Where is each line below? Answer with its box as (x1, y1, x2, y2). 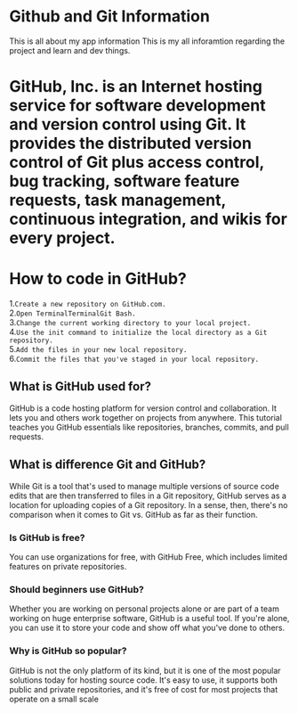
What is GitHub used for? (9, 379, 151, 394)
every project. (9, 228, 116, 249)
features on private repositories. (9, 561, 127, 571)
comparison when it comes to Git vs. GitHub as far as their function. (9, 509, 258, 520)
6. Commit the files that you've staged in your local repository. (9, 354, 260, 365)
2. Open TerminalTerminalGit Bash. (9, 307, 136, 318)
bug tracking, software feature (9, 171, 240, 192)
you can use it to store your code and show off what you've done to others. (9, 622, 286, 634)
